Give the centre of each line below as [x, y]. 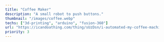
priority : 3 [17, 32]
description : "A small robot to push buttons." [54, 14]
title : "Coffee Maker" [28, 9]
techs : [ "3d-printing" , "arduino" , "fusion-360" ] [57, 23]
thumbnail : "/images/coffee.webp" [40, 18]
